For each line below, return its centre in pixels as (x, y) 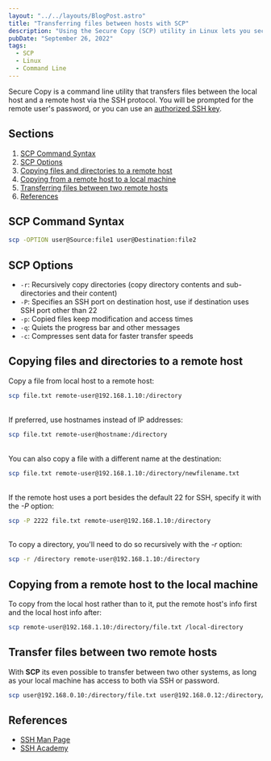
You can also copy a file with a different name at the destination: (115, 458)
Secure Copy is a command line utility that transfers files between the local (133, 91)
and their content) (88, 293)
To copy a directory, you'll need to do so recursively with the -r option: (125, 545)
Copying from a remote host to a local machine (98, 179)
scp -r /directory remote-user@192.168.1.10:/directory (104, 559)
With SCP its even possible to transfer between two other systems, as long (132, 671)
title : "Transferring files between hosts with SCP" (99, 23)
